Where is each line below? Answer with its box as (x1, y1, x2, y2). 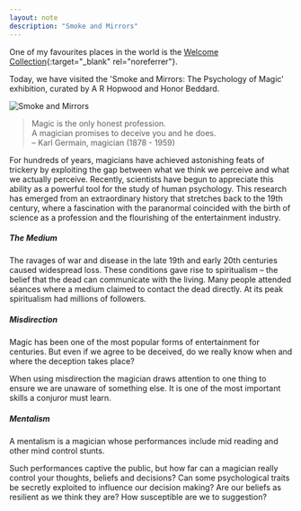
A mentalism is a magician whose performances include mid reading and (9, 436, 279, 447)
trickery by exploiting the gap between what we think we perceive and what (9, 164, 290, 175)
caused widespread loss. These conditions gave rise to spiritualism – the (9, 265, 279, 276)
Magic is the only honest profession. (31, 118, 166, 129)
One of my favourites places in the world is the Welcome (9, 46, 219, 57)
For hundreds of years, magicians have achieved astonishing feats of (9, 154, 265, 165)
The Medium (9, 233, 58, 243)
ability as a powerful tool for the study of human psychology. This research (9, 183, 288, 194)
